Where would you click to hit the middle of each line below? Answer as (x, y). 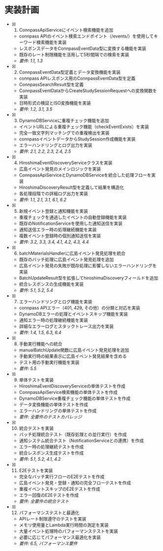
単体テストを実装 (36, 379)
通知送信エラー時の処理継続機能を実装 (58, 229)
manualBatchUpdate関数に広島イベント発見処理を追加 (74, 350)
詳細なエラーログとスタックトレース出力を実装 (66, 326)
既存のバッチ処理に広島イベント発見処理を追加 (66, 259)
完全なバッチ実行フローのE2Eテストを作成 (62, 477)
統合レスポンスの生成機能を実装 (51, 284)
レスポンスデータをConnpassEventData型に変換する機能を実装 (83, 48)
